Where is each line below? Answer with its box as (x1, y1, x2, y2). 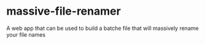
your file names (6, 31, 46, 38)
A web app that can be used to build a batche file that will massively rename (6, 24, 199, 32)
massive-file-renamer (6, 4, 121, 18)
